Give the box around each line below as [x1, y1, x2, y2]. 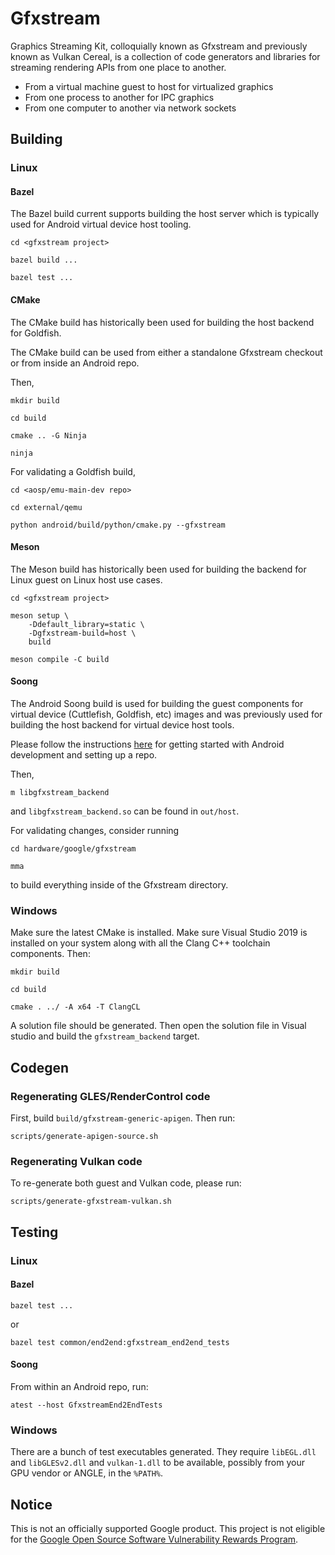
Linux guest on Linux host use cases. [10, 573, 163, 586]
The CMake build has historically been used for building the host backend [10, 316, 315, 328]
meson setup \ [10, 610, 70, 621]
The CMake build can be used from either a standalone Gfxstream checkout [10, 346, 323, 358]
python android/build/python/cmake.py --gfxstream [10, 520, 226, 530]
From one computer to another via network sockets [24, 102, 237, 114]
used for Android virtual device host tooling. [10, 218, 192, 231]
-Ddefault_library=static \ [28, 619, 145, 629]
